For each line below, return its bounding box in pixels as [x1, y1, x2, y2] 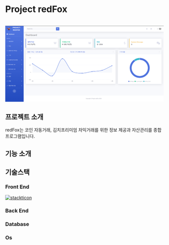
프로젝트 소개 [5, 112, 44, 121]
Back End [5, 207, 29, 214]
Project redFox [5, 4, 68, 15]
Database [5, 221, 29, 228]
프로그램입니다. [5, 133, 35, 139]
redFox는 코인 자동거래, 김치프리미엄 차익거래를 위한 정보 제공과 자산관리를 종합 [5, 127, 162, 133]
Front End [5, 183, 30, 190]
